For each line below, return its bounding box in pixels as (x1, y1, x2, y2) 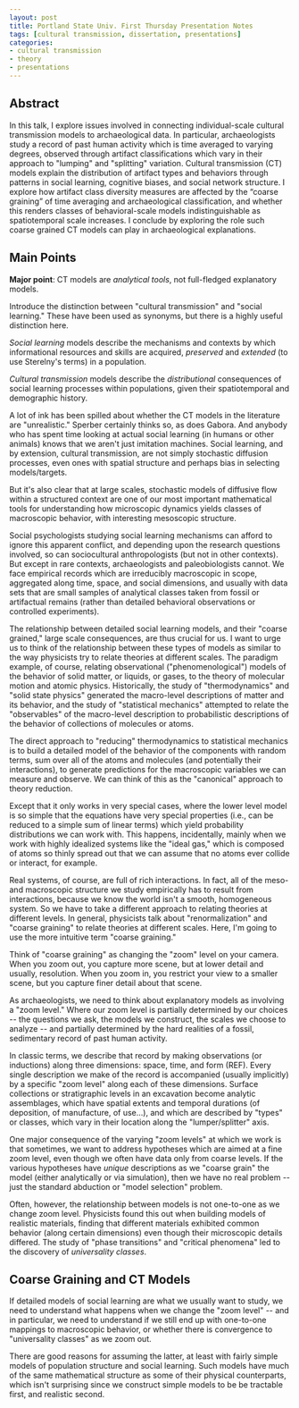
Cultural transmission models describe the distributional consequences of (9, 373, 282, 384)
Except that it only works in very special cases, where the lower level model (9, 800, 287, 811)
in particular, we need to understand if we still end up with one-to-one (9, 1315, 267, 1326)
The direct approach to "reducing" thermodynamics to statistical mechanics (9, 735, 288, 746)
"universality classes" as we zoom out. (9, 1334, 152, 1345)
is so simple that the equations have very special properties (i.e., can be (9, 810, 274, 821)
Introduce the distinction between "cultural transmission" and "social (9, 300, 262, 311)
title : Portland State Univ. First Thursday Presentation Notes (9, 21, 253, 30)
